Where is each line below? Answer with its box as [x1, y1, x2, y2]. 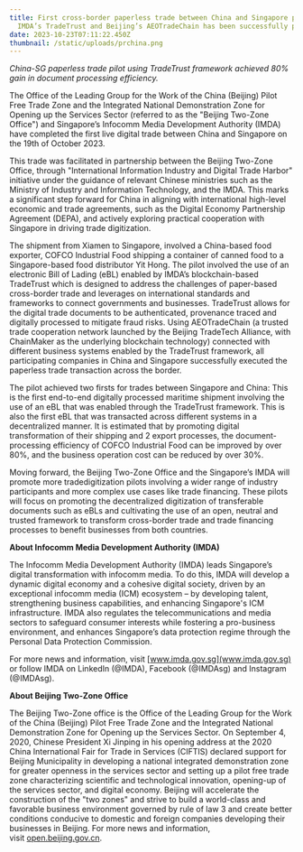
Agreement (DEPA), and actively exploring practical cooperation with [9, 213, 264, 224]
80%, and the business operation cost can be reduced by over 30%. [9, 449, 264, 460]
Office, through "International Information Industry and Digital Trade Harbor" [9, 165, 293, 176]
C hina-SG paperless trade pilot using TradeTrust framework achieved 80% [9, 63, 289, 74]
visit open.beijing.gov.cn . [9, 832, 103, 844]
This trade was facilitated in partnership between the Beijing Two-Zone [9, 155, 273, 167]
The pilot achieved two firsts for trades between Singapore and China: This [9, 383, 289, 394]
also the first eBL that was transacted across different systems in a [9, 412, 257, 422]
